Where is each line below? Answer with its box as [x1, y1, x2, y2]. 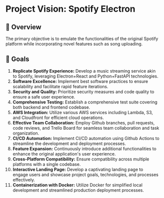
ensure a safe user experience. [12, 94, 75, 99]
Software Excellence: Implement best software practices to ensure [12, 78, 148, 84]
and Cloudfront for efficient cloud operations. [12, 115, 104, 120]
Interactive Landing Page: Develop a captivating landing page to [12, 166, 143, 172]
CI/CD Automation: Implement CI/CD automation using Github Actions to [12, 135, 160, 141]
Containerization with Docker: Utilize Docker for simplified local [12, 182, 143, 188]
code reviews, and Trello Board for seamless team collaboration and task [12, 125, 160, 131]
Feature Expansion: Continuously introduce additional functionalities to [12, 145, 157, 152]
